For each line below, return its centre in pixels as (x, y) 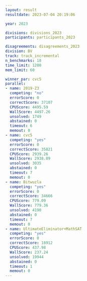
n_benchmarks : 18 (23, 60)
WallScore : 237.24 (29, 252)
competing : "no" (27, 93)
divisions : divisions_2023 (33, 33)
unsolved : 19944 (27, 257)
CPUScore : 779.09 (28, 201)
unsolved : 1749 (26, 116)
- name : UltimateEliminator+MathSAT (43, 229)
